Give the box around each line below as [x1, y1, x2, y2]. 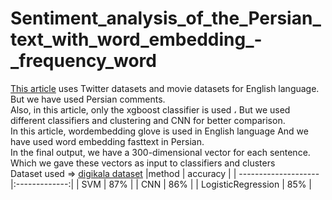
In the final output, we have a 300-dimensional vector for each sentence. [10, 146, 311, 158]
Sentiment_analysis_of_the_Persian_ [10, 7, 322, 30]
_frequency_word [10, 50, 157, 72]
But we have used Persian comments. [10, 93, 166, 105]
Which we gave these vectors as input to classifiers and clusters [10, 157, 276, 169]
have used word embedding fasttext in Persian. [10, 135, 205, 147]
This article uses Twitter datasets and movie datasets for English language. [10, 82, 320, 94]
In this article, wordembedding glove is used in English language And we [10, 125, 309, 137]
